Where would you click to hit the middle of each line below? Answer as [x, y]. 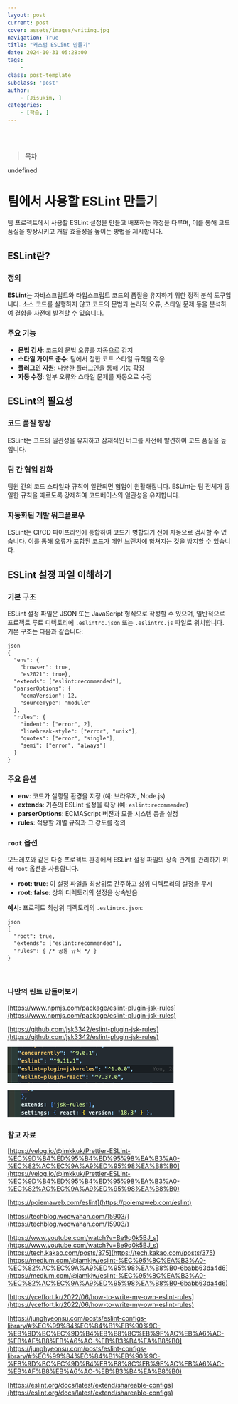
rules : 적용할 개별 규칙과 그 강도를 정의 [72, 822]
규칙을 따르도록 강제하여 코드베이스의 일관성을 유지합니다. [100, 495]
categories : [25, 105]
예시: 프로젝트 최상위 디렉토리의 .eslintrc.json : [75, 908]
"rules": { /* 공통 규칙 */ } [55, 951]
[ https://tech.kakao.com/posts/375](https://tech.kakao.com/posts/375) [111, 1253]
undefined [22, 170]
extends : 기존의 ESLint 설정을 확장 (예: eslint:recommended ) [103, 805]
